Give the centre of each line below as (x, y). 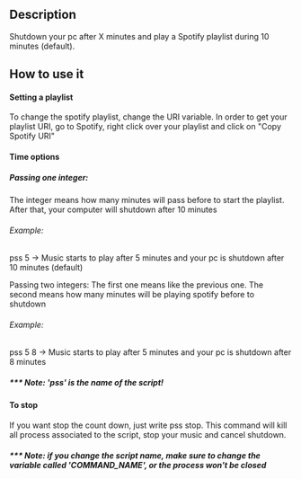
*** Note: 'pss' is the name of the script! (87, 382)
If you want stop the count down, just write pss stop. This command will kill (148, 425)
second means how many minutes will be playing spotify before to (132, 295)
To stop (24, 405)
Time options (35, 157)
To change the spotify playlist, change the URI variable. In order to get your (148, 117)
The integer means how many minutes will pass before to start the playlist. (147, 200)
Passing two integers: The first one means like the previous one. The (136, 285)
